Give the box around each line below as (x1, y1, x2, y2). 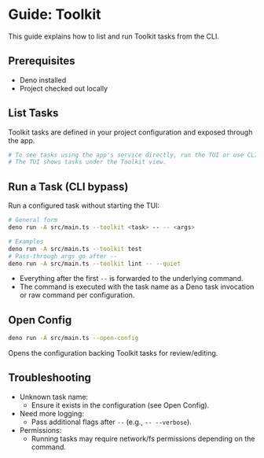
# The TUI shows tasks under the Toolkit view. (8, 158, 167, 166)
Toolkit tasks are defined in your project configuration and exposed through (8, 127, 253, 137)
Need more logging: (19, 408, 85, 418)
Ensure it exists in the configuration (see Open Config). (31, 400, 210, 410)
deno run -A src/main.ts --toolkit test (8, 245, 143, 253)
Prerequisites (8, 54, 75, 68)
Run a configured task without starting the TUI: (8, 201, 159, 210)
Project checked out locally (19, 83, 108, 93)
